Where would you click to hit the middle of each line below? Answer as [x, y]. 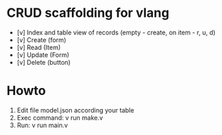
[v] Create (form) [41, 39]
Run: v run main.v [42, 125]
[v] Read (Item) [39, 47]
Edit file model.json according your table [75, 110]
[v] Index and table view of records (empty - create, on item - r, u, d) [116, 32]
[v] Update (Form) [43, 55]
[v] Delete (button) [44, 62]
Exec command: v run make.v [60, 117]
